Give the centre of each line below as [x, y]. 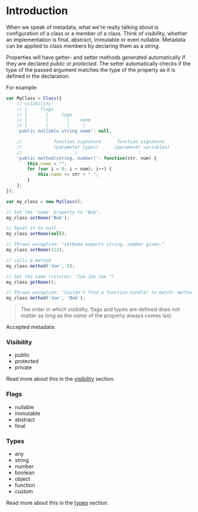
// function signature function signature [91, 142]
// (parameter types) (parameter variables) [93, 147]
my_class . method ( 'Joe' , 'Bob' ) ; [46, 298]
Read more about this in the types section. [57, 503]
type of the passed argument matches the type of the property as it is [91, 69]
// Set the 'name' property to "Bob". [54, 212]
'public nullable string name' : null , [64, 131]
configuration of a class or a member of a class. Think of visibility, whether [97, 33]
